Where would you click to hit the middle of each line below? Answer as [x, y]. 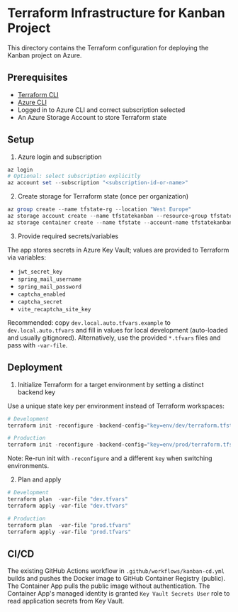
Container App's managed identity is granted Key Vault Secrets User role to [119, 594]
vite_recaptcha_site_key [54, 309]
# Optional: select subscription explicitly [74, 176]
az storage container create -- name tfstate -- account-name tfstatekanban [120, 222]
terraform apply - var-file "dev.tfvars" [68, 506]
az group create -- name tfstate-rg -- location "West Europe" [100, 210]
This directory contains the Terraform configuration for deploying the [108, 48]
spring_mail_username [49, 279]
